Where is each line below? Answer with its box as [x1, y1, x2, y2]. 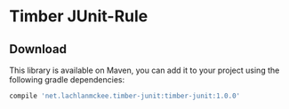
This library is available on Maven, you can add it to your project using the [9, 65, 280, 75]
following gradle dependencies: [9, 74, 125, 85]
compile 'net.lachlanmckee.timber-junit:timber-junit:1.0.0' [9, 91, 241, 100]
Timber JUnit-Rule [9, 6, 149, 27]
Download [9, 42, 67, 57]
